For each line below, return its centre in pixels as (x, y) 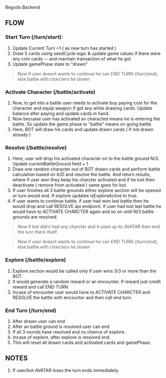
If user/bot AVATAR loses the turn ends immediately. (66, 370)
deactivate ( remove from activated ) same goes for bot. (70, 185)
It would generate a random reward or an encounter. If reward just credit (86, 281)
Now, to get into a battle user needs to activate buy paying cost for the (85, 102)
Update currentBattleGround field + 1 (50, 164)
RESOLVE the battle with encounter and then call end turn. (72, 297)
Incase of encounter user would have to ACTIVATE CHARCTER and (81, 292)
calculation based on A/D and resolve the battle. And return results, (82, 174)
